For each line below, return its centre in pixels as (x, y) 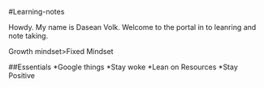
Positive (22, 75)
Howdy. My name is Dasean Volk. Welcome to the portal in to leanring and (132, 27)
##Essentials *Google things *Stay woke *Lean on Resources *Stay (123, 67)
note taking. (28, 36)
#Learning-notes (37, 12)
